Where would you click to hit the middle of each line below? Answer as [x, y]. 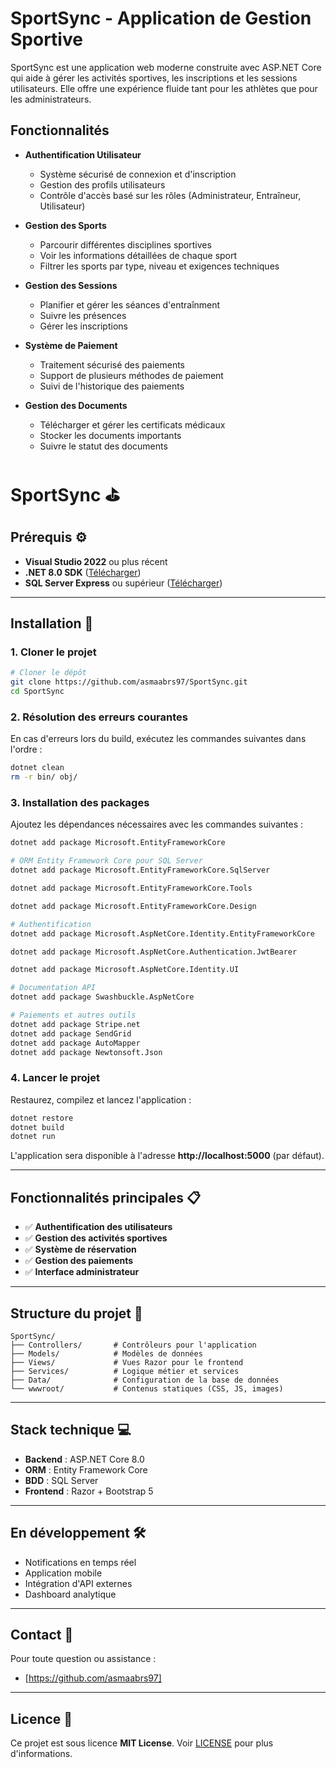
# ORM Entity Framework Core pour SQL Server [106, 861]
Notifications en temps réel [80, 1562]
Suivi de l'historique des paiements [112, 386]
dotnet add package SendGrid [71, 1033]
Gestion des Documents [76, 405]
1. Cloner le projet [53, 652]
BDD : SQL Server [61, 1480]
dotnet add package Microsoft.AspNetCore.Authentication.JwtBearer [154, 952]
